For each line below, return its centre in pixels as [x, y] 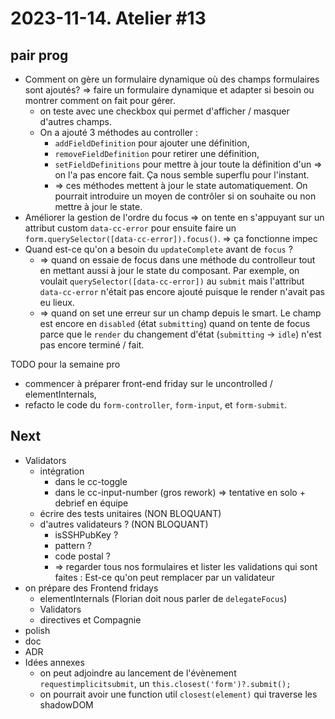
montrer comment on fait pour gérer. [100, 100]
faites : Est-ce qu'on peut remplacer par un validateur [165, 577]
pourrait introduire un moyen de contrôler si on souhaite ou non [185, 196]
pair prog [39, 55]
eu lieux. [57, 302]
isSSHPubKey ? [86, 534]
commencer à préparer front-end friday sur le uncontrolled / [148, 383]
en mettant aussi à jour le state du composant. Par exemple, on [169, 270]
